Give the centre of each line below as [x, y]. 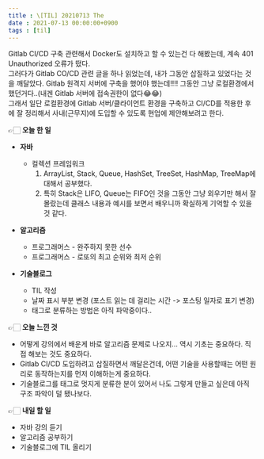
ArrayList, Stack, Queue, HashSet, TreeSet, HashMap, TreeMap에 [149, 174]
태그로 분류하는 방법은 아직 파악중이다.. [92, 311]
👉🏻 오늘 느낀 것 [33, 327]
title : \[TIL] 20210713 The [56, 15]
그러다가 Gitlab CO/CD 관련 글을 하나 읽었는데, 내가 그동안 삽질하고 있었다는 [126, 74]
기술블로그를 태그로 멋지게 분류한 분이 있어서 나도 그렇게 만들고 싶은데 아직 [135, 384]
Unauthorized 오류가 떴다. [49, 63]
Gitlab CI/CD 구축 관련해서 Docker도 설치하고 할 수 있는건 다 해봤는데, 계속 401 [131, 54]
